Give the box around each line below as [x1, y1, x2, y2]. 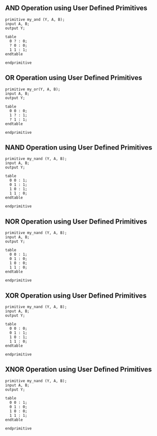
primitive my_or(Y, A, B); [5, 86, 61, 92]
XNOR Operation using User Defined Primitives [5, 365, 152, 374]
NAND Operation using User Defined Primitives [5, 143, 153, 152]
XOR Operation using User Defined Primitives [5, 291, 147, 300]
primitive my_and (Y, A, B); [5, 17, 65, 22]
